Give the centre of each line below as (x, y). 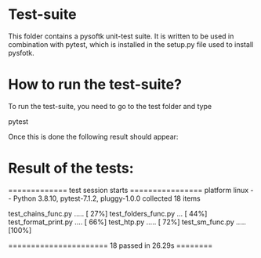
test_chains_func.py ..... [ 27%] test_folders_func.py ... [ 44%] (108, 213)
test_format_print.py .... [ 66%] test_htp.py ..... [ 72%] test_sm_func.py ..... (127, 222)
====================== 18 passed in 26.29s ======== (111, 245)
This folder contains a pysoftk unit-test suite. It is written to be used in (121, 36)
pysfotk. (22, 53)
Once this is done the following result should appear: (93, 136)
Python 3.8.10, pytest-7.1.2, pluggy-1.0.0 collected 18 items (107, 198)
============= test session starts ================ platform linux (129, 190)
